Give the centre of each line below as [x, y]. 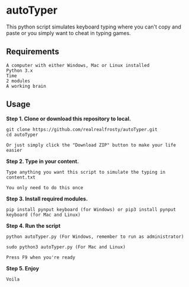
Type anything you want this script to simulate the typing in [86, 172]
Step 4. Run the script [33, 225]
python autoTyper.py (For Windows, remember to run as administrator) [95, 237]
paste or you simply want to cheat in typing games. [69, 33]
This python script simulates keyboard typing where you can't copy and [94, 27]
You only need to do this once [45, 187]
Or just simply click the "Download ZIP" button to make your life [91, 145]
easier [14, 150]
